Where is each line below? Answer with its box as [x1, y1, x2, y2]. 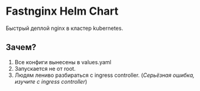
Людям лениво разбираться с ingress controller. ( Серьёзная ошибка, [14, 71, 195, 79]
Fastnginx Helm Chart [5, 4, 119, 18]
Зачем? [5, 42, 37, 53]
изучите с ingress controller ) [14, 78, 88, 85]
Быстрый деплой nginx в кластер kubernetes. [5, 24, 123, 32]
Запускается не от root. [14, 65, 76, 72]
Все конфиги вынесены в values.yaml [14, 58, 112, 65]
